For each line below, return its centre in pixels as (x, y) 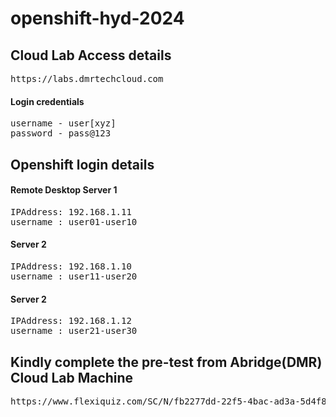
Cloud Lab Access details (91, 55)
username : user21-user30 (74, 331)
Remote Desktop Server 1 (64, 190)
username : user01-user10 (74, 221)
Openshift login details (82, 164)
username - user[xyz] (63, 123)
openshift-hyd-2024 (97, 18)
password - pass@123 (61, 133)
